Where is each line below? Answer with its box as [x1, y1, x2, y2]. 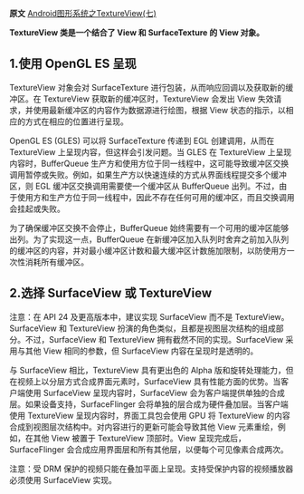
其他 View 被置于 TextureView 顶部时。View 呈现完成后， [33, 432, 246, 443]
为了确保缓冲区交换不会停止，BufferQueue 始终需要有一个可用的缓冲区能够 [9, 222, 290, 233]
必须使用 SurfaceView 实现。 [9, 474, 118, 485]
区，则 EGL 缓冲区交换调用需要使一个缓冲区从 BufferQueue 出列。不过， [9, 180, 280, 191]
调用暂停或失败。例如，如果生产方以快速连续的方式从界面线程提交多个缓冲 [9, 169, 287, 179]
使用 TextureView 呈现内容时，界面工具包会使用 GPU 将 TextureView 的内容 [9, 410, 291, 421]
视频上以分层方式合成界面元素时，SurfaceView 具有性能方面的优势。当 [16, 375, 281, 387]
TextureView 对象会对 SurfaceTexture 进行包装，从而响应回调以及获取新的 [9, 82, 286, 92]
